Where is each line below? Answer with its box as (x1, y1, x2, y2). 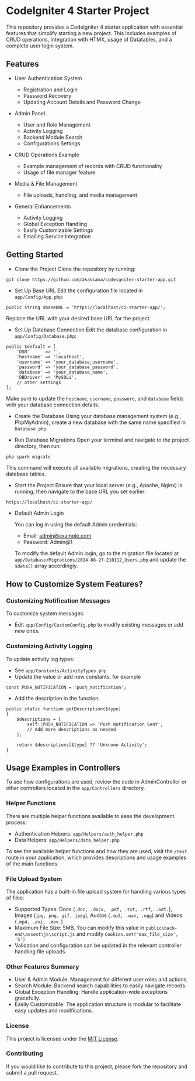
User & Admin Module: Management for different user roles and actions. (14, 976, 188, 983)
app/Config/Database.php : (14, 332, 77, 339)
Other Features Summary (6, 962, 79, 970)
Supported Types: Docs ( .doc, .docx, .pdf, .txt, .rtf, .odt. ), (14, 905, 173, 912)
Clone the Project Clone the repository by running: (14, 265, 136, 272)
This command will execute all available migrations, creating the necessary (6, 464, 186, 471)
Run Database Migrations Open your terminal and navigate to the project (14, 436, 189, 443)
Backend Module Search (23, 134, 83, 141)
